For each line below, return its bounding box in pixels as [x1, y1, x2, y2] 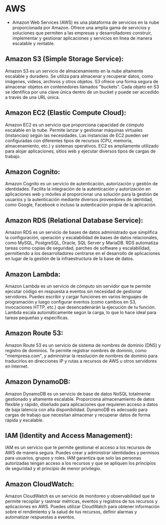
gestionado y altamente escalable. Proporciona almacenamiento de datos [5, 396, 155, 402]
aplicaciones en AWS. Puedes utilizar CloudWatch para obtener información [5, 504, 160, 510]
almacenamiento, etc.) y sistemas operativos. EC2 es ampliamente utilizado [5, 143, 159, 149]
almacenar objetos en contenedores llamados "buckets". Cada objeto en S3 [5, 84, 160, 90]
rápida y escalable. [5, 417, 44, 423]
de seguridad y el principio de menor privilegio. [5, 466, 102, 472]
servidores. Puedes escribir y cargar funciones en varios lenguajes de [5, 294, 148, 300]
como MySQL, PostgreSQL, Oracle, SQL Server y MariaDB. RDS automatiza [5, 240, 159, 246]
